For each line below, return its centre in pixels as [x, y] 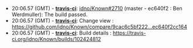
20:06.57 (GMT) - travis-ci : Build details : [62, 33]
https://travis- [130, 33]
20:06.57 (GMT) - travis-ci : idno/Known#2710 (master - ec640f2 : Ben [97, 8]
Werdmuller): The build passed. [49, 14]
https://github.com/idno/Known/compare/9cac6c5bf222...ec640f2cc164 [99, 27]
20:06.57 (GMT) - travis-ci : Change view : [63, 21]
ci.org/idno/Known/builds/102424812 [56, 39]
